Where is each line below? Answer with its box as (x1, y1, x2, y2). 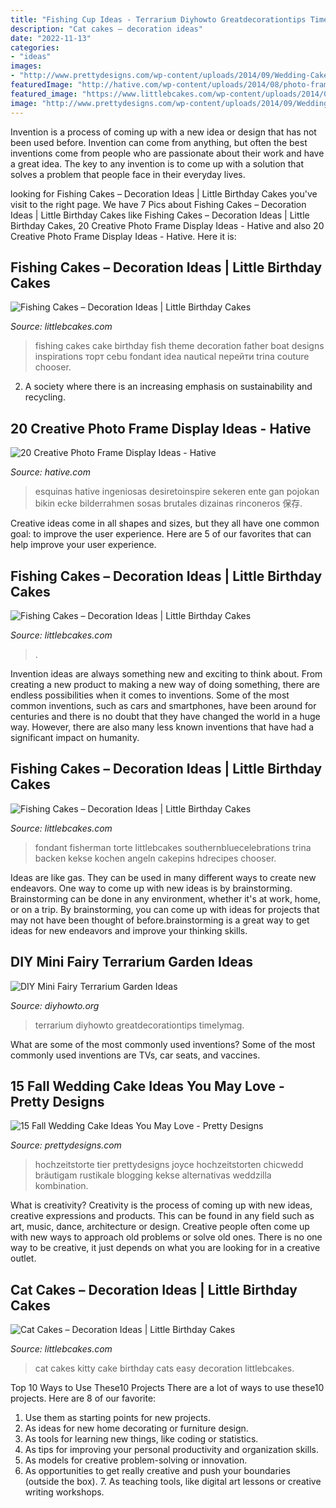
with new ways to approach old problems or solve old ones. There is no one (10, 1231, 323, 1243)
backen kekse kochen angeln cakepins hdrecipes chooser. (34, 852, 277, 864)
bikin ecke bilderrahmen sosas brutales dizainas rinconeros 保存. (34, 497, 303, 510)
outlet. (10, 1252, 37, 1265)
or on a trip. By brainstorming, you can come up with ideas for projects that (10, 903, 320, 915)
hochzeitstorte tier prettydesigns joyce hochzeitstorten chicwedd (34, 1159, 304, 1171)
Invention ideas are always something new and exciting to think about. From (10, 667, 323, 680)
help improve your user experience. (10, 539, 157, 551)
